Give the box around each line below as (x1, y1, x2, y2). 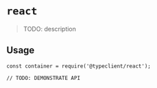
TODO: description (23, 25, 77, 33)
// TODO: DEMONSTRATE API (6, 74, 80, 81)
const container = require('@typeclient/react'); (6, 63, 152, 70)
